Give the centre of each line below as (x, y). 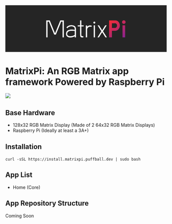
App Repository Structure (47, 203)
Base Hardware (30, 113)
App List (19, 175)
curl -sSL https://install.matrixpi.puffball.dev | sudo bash (73, 160)
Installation (24, 147)
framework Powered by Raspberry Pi (85, 82)
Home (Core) (26, 187)
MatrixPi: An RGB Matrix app (67, 71)
